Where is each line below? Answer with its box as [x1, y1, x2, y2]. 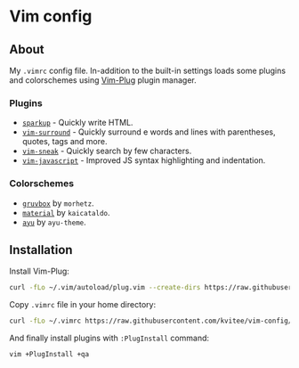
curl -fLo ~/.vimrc [9, 316, 82, 326]
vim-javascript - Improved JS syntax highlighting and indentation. [21, 155, 266, 166]
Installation [9, 242, 73, 258]
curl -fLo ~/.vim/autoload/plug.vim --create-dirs [9, 283, 201, 292]
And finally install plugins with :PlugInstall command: [9, 332, 210, 344]
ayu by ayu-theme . [21, 217, 86, 227]
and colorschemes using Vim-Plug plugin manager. [9, 75, 198, 86]
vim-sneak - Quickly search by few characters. [21, 145, 192, 157]
